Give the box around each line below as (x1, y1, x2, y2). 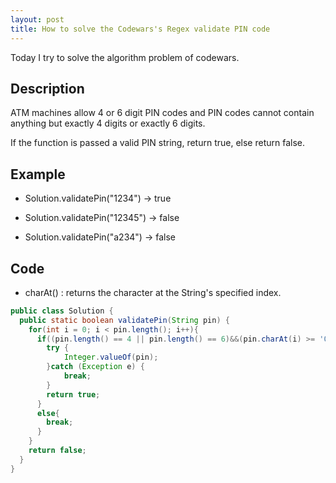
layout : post (10, 14, 65, 25)
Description (10, 80, 85, 97)
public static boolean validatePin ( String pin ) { (19, 315, 230, 325)
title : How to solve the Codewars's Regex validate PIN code (10, 24, 271, 34)
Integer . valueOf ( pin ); (63, 352, 159, 363)
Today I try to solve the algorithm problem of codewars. (10, 51, 240, 63)
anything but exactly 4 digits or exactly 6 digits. (10, 117, 206, 130)
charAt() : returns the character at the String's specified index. (24, 286, 282, 298)
